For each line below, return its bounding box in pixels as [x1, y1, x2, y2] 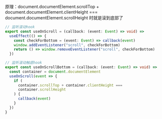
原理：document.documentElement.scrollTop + [5, 4, 99, 9]
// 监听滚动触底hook [5, 60, 42, 65]
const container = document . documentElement [9, 69, 101, 74]
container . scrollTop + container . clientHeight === [17, 83, 123, 88]
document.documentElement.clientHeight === [5, 9, 98, 15]
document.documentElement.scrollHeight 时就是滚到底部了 [5, 15, 124, 20]
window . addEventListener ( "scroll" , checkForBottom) [14, 43, 120, 47]
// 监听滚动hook [5, 25, 35, 30]
